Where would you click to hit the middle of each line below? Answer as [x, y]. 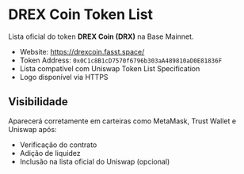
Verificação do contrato [58, 145]
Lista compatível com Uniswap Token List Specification [110, 68]
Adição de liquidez [50, 153]
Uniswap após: [32, 129]
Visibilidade [38, 102]
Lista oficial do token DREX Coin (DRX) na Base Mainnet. [101, 36]
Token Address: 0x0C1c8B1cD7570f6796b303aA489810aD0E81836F [121, 60]
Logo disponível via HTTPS [64, 77]
